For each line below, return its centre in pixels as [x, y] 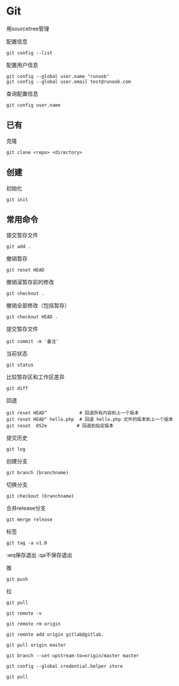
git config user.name [34, 105]
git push [17, 580]
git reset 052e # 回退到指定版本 [60, 426]
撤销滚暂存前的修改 [30, 282]
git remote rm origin [34, 624]
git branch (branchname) [37, 473]
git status [20, 365]
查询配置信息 [22, 93]
